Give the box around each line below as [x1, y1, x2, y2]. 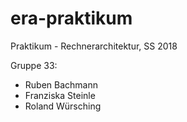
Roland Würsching [24, 100, 102, 112]
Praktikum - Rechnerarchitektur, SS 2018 [10, 40, 178, 52]
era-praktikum [10, 7, 133, 30]
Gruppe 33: [10, 59, 58, 71]
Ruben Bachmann [24, 78, 98, 91]
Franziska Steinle [24, 89, 96, 101]
